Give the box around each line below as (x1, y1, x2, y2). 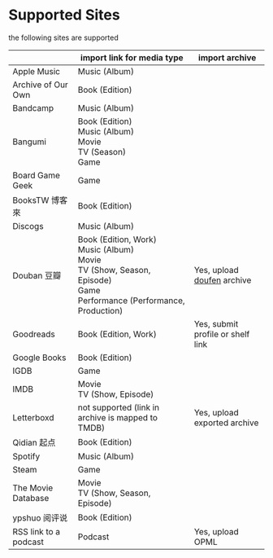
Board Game (12, 169, 61, 181)
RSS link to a (12, 525, 61, 537)
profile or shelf (193, 328, 250, 340)
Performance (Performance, (77, 295, 185, 306)
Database (12, 492, 50, 503)
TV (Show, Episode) (77, 389, 154, 400)
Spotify (12, 450, 41, 462)
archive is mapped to (77, 411, 158, 423)
